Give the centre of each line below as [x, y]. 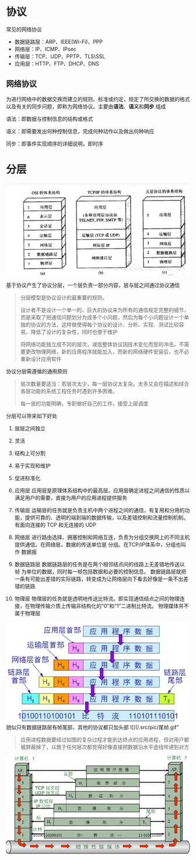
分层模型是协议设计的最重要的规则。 [64, 297]
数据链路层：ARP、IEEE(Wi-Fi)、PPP [59, 42]
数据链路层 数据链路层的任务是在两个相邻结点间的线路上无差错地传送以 [99, 564]
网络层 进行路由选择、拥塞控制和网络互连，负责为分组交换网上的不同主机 [102, 537]
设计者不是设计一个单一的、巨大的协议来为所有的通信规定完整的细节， [105, 310]
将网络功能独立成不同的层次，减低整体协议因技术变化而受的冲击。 [99, 344]
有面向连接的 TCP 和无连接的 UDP [55, 524]
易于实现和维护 [32, 465]
